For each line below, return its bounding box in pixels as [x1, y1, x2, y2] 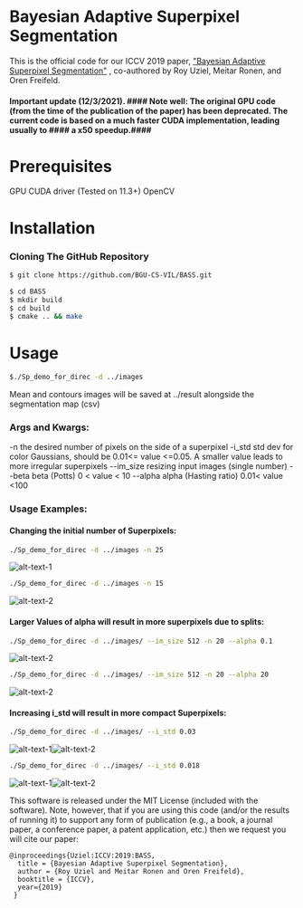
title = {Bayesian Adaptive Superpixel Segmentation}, [17, 859, 229, 868]
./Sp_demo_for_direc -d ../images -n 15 [9, 579, 165, 588]
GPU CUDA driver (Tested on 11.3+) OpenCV [9, 186, 175, 196]
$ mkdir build [9, 295, 63, 304]
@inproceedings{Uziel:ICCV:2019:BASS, [9, 851, 156, 861]
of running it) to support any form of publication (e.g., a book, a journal [9, 815, 273, 826]
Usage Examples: [9, 502, 88, 515]
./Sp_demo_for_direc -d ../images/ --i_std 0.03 [9, 727, 196, 737]
